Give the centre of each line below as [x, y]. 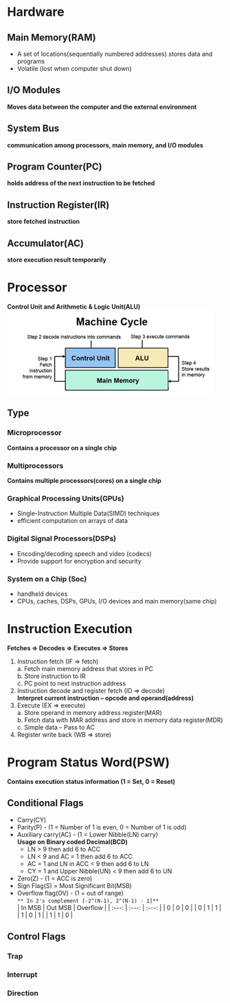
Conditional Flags [45, 803]
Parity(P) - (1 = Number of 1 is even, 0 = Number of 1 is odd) [102, 827]
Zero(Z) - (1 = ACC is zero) [55, 878]
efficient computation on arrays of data [72, 521]
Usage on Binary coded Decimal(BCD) [72, 842]
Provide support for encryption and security [79, 561]
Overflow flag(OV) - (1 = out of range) [70, 893]
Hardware [36, 12]
